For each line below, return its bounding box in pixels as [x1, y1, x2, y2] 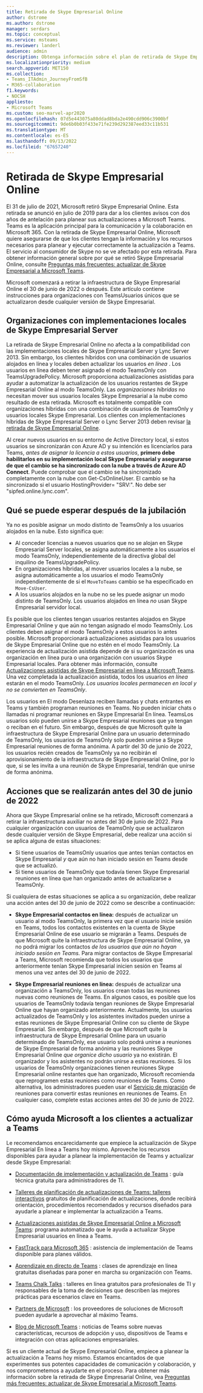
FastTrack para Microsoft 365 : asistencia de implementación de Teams [14, 1244, 193, 1251]
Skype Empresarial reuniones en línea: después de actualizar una [14, 980, 181, 988]
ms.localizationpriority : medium [6, 59, 91, 65]
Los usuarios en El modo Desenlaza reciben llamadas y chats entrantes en [6, 698, 192, 705]
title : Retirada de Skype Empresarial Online [6, 8, 123, 15]
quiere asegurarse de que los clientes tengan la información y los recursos [6, 235, 192, 242]
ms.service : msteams [6, 37, 59, 43]
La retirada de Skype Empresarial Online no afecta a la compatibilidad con [6, 341, 190, 348]
